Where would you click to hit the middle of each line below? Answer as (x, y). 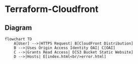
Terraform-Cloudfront (52, 9)
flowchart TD (18, 39)
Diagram (18, 28)
